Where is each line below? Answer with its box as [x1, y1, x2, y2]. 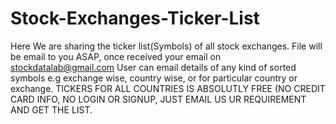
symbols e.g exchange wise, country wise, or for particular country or [10, 72, 298, 84]
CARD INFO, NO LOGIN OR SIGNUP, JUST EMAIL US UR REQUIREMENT [10, 93, 307, 105]
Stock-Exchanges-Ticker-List [10, 7, 260, 30]
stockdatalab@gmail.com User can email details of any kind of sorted [10, 61, 297, 73]
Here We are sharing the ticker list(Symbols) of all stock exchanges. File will [10, 40, 323, 52]
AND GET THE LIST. [10, 103, 93, 116]
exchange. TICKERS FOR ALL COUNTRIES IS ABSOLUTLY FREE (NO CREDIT [10, 82, 326, 94]
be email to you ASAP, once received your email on [10, 50, 222, 62]
